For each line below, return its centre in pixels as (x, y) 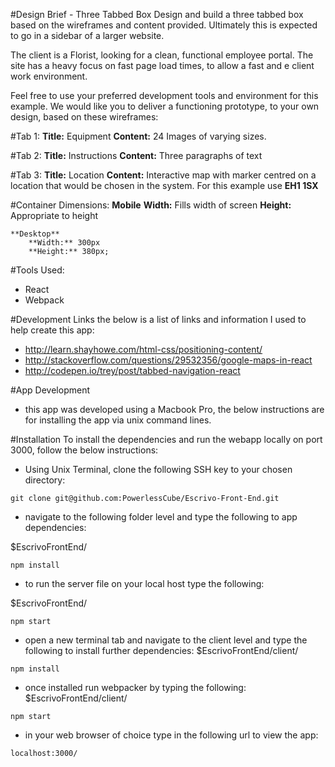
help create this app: (52, 330)
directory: (45, 480)
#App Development (50, 390)
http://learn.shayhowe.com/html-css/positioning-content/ (143, 349)
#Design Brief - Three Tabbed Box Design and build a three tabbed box (157, 14)
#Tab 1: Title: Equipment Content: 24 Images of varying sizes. (138, 136)
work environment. (49, 76)
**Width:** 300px (64, 243)
